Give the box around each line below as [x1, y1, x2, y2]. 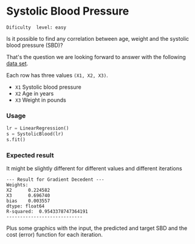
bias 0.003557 [6, 198, 50, 204]
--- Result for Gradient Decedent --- [6, 176, 104, 183]
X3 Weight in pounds [15, 96, 67, 103]
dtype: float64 [6, 203, 45, 209]
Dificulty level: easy [6, 24, 67, 30]
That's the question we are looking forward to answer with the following [6, 53, 186, 60]
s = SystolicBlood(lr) [6, 131, 64, 138]
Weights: [6, 182, 29, 188]
